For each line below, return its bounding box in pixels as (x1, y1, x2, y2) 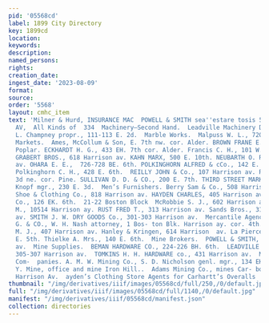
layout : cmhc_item (8, 109, 70, 117)
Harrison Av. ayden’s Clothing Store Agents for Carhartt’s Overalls (15, 273, 256, 281)
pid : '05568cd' (8, 11, 59, 20)
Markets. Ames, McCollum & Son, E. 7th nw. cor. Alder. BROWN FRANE (15, 138, 252, 147)
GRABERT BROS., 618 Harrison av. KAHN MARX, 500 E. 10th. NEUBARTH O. (15, 153, 256, 161)
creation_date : (8, 71, 59, 79)
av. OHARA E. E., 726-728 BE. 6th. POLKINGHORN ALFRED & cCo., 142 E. (15, 161, 260, 169)
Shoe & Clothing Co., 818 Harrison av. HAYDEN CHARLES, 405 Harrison (15, 190, 252, 199)
